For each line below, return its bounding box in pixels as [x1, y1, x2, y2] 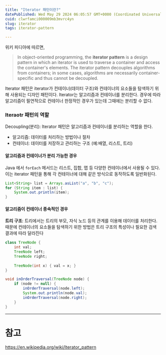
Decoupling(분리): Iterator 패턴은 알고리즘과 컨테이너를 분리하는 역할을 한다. [5, 123, 153, 129]
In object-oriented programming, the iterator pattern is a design [17, 54, 148, 60]
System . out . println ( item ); [14, 190, 70, 195]
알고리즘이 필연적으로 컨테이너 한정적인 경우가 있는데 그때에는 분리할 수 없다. [5, 98, 153, 104]
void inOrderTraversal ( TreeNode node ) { [5, 277, 90, 282]
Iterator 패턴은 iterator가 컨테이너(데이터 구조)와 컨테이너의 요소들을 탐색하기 [5, 85, 154, 92]
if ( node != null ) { [14, 281, 56, 287]
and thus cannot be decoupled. [34, 75, 99, 81]
